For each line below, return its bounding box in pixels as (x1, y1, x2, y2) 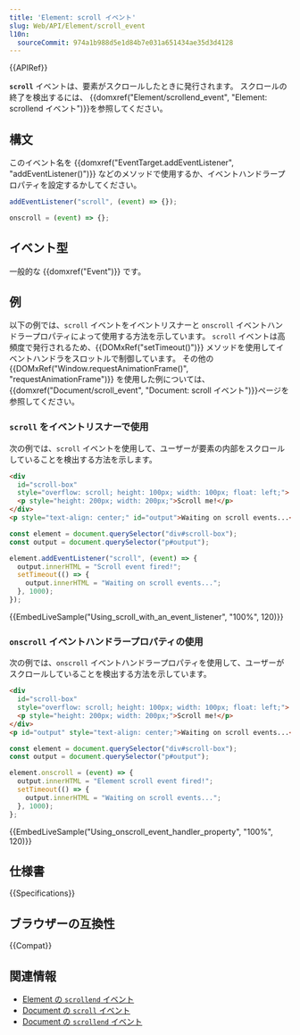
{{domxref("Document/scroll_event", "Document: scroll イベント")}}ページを (9, 385, 290, 396)
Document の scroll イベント (21, 1005, 131, 1015)
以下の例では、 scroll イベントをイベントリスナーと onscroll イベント (9, 320, 268, 330)
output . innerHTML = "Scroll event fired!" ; (17, 562, 181, 572)
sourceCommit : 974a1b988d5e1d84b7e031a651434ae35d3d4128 (17, 38, 234, 47)
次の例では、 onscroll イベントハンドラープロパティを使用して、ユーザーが (9, 657, 285, 668)
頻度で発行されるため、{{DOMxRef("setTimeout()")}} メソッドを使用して (9, 342, 277, 353)
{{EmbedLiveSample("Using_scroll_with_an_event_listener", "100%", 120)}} (9, 611, 284, 622)
